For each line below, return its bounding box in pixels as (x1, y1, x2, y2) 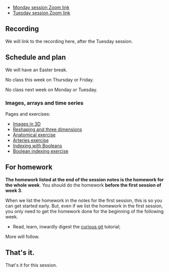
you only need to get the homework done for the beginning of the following (5, 208, 164, 214)
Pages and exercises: (5, 111, 51, 117)
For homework (5, 163, 53, 172)
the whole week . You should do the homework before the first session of (5, 182, 161, 188)
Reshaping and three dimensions (12, 126, 82, 132)
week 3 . (5, 187, 23, 194)
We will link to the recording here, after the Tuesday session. (5, 38, 133, 44)
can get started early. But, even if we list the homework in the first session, (5, 202, 163, 209)
